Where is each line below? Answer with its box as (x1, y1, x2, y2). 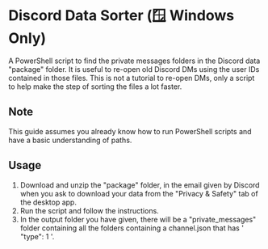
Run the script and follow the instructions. (19, 205, 159, 215)
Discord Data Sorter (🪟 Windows (8, 6, 235, 25)
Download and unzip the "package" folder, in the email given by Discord (19, 179, 260, 190)
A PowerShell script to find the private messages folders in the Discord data (8, 56, 261, 65)
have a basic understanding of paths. (8, 135, 132, 145)
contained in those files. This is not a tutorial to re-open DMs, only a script (8, 73, 255, 82)
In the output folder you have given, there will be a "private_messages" (19, 214, 257, 224)
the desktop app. (19, 197, 77, 207)
